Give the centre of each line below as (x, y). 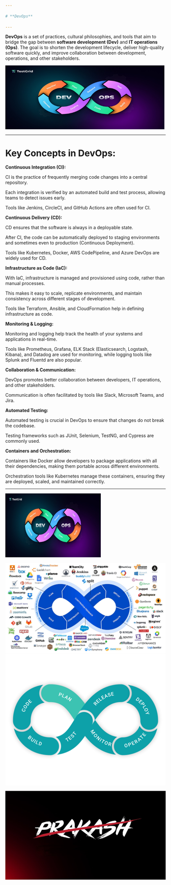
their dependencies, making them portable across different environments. (82, 466)
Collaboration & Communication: (41, 370)
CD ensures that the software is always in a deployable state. (69, 228)
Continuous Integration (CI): (36, 167)
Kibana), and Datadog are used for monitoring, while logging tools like (78, 354)
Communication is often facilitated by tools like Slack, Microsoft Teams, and (85, 395)
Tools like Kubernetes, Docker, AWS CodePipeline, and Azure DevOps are (82, 253)
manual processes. (25, 283)
